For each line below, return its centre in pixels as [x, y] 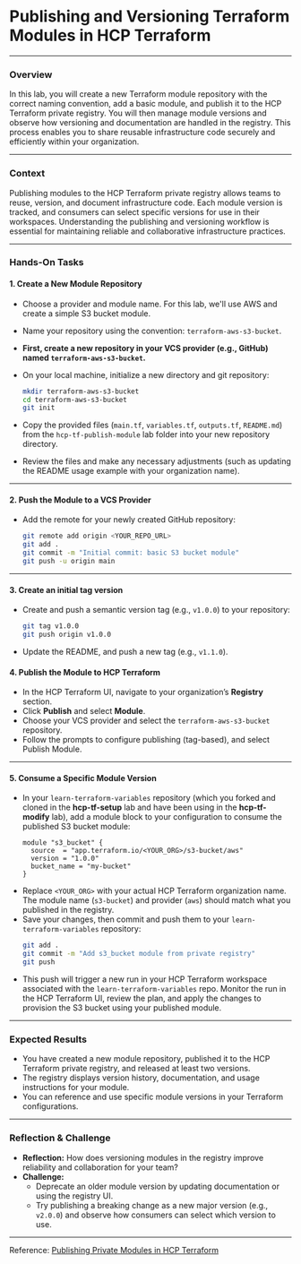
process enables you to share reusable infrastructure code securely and [142, 133]
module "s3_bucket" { [62, 843]
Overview [31, 74]
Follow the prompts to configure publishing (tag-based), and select [146, 740]
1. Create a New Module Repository [76, 284]
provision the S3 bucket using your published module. [122, 1007]
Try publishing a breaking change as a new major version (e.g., [152, 1205]
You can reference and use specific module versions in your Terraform [153, 1097]
